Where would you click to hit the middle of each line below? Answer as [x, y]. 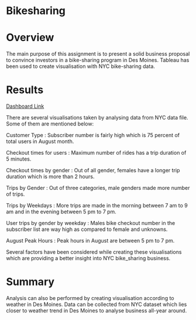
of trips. [16, 194]
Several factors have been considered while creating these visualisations [94, 252]
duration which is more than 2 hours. [50, 176]
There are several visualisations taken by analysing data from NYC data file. [97, 118]
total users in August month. [40, 141]
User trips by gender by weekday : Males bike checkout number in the [91, 223]
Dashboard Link [25, 106]
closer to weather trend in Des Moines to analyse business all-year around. [97, 311]
